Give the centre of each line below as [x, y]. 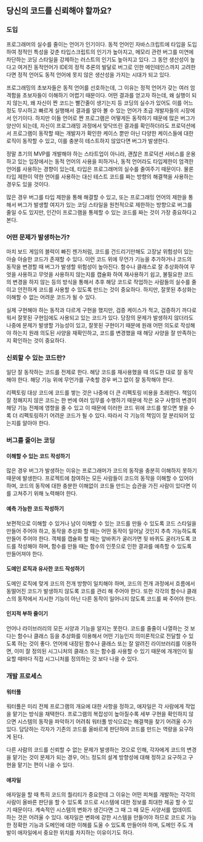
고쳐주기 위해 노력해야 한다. [45, 493]
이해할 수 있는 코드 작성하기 [38, 456]
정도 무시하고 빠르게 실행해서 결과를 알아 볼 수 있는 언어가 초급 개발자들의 [93, 110]
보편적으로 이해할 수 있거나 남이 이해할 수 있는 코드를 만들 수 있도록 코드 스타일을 [101, 523]
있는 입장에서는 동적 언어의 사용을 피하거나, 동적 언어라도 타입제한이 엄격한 [105, 161]
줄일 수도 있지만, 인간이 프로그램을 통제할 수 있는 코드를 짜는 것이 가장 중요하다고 [101, 212]
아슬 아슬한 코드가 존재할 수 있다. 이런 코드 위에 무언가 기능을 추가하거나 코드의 [99, 259]
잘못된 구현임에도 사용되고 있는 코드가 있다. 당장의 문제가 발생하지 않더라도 [105, 318]
